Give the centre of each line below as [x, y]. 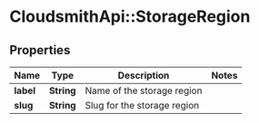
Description [144, 76]
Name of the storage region [144, 90]
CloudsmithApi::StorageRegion [130, 17]
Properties [40, 50]
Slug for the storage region [142, 105]
